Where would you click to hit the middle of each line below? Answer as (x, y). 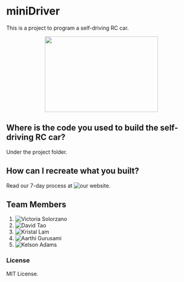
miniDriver (33, 11)
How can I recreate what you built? (73, 171)
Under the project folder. (37, 152)
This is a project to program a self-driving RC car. (68, 28)
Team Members (36, 204)
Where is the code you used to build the (82, 128)
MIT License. (22, 274)
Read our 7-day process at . (59, 185)
